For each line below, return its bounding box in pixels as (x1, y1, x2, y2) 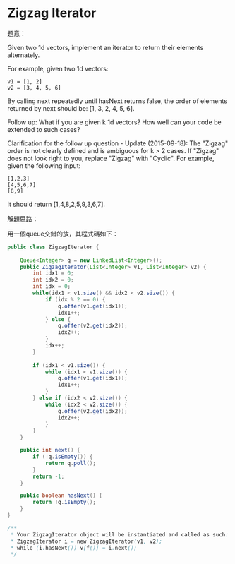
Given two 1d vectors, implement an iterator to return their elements (7, 43, 204, 52)
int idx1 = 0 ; (32, 270, 74, 277)
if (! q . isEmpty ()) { (32, 453, 93, 460)
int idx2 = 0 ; (32, 277, 74, 284)
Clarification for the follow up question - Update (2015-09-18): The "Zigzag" (7, 139, 229, 148)
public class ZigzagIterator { (7, 244, 100, 251)
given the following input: (7, 161, 81, 170)
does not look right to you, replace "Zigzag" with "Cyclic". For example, (7, 154, 215, 162)
